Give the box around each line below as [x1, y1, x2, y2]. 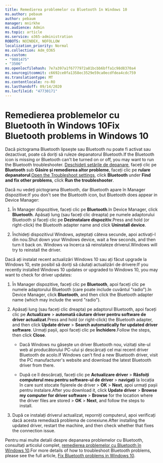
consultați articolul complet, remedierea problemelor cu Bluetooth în [5, 443, 142, 448]
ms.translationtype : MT [5, 75, 54, 80]
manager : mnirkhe [5, 20, 40, 26]
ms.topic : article [5, 30, 42, 35]
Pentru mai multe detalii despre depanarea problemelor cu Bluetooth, [5, 437, 144, 443]
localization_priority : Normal [5, 43, 69, 48]
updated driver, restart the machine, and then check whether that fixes [12, 423, 154, 428]
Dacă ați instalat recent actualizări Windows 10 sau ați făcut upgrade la [5, 257, 147, 262]
